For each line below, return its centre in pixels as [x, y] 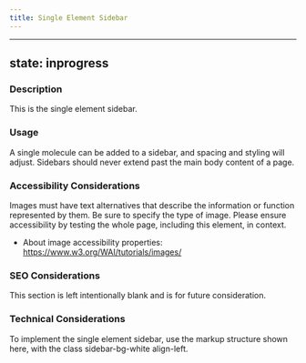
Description [36, 89]
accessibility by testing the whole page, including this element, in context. [148, 225]
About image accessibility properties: [92, 242]
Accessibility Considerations [75, 186]
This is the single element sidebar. [74, 109]
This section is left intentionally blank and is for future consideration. [138, 296]
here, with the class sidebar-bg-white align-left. [99, 348]
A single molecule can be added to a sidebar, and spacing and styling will [147, 152]
